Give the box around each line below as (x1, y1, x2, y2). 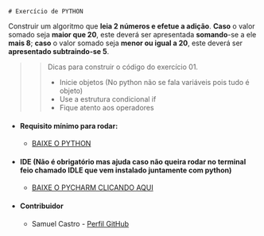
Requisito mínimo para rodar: (19, 121, 118, 130)
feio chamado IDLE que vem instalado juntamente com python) (19, 165, 232, 175)
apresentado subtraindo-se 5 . (8, 47, 110, 56)
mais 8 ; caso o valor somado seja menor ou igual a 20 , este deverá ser (8, 38, 243, 48)
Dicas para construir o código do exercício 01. (47, 62, 199, 72)
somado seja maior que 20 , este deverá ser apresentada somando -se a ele (8, 30, 257, 39)
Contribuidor (19, 201, 64, 211)
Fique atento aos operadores (59, 103, 154, 112)
